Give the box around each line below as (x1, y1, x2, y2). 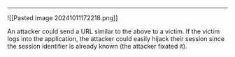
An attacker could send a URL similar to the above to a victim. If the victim (7, 27, 220, 35)
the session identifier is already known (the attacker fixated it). (7, 42, 187, 50)
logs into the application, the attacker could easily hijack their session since (7, 35, 225, 42)
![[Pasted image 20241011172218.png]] (7, 14, 118, 22)
